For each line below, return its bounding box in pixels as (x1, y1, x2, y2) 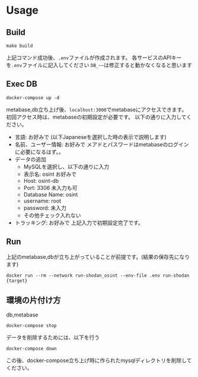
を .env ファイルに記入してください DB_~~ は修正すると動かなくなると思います (6, 62, 193, 68)
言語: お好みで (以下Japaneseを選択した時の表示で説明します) (14, 133, 167, 140)
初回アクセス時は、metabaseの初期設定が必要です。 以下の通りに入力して (6, 113, 187, 121)
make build (6, 43, 33, 49)
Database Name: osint (23, 191, 78, 198)
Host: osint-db (23, 177, 59, 184)
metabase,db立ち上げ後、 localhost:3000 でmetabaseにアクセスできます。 (6, 106, 187, 113)
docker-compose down (6, 346, 58, 352)
